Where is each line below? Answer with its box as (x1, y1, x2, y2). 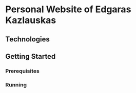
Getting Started (5, 52, 56, 61)
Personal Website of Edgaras (5, 4, 131, 15)
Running (5, 81, 27, 88)
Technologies (5, 35, 50, 43)
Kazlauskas (5, 14, 56, 26)
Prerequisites (5, 67, 40, 75)
